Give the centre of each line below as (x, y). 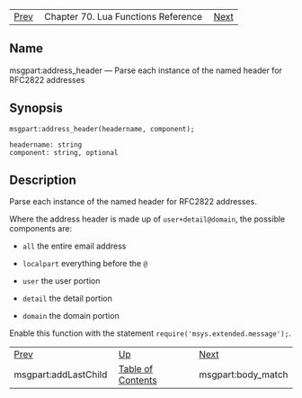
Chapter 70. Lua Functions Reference (124, 17)
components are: (41, 229)
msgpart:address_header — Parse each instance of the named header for (146, 70)
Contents (138, 380)
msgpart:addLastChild (61, 375)
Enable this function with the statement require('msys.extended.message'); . (151, 333)
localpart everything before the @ (85, 264)
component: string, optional (64, 152)
